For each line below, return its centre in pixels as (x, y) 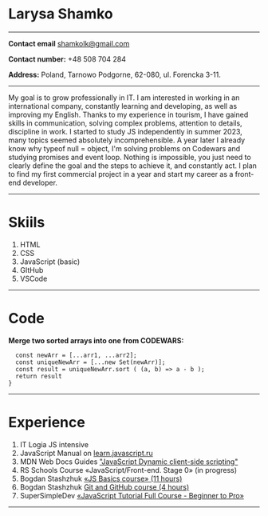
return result (39, 376)
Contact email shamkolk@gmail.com (69, 43)
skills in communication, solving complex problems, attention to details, (125, 123)
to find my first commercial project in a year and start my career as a (121, 174)
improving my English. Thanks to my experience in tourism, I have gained (128, 114)
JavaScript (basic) (50, 262)
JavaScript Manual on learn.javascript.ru (86, 453)
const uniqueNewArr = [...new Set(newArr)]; (91, 362)
